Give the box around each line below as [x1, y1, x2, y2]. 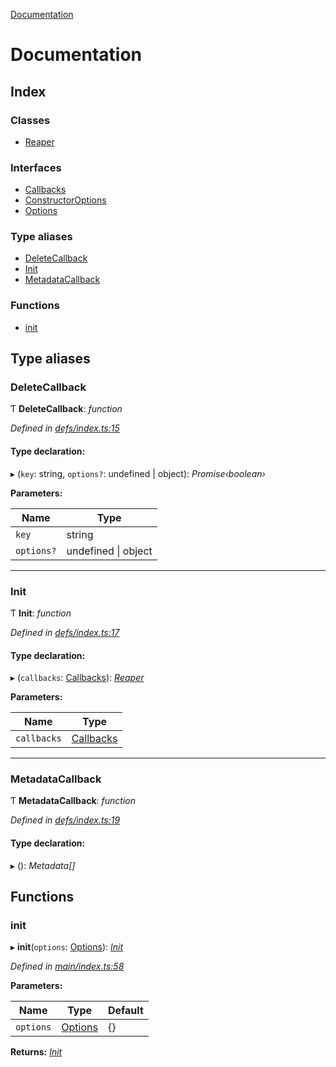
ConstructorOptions [24, 194, 107, 206]
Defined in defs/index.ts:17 [10, 626, 120, 638]
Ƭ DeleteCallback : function [10, 403, 123, 415]
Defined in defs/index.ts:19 [10, 814, 121, 826]
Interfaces [10, 160, 62, 174]
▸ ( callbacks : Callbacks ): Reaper [10, 672, 145, 684]
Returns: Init [10, 1046, 63, 1058]
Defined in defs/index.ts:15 [10, 422, 120, 434]
